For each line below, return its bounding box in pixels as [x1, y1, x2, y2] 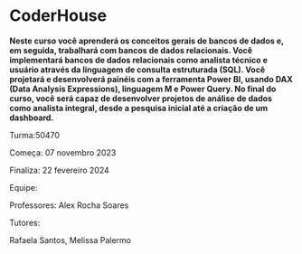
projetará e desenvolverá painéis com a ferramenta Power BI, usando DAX [9, 73, 294, 84]
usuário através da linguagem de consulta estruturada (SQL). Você [9, 64, 266, 75]
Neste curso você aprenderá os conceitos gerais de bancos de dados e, [9, 35, 285, 46]
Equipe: [9, 182, 38, 193]
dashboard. [9, 112, 54, 123]
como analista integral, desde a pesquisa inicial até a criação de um [9, 102, 269, 113]
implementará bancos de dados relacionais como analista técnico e [9, 54, 269, 65]
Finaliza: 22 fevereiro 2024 [9, 165, 110, 175]
